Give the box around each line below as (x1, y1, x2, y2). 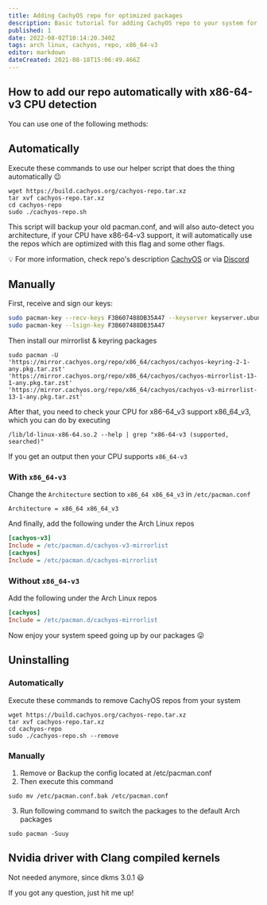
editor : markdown (8, 49, 66, 56)
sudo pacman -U (8, 352, 59, 359)
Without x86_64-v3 (8, 575, 80, 586)
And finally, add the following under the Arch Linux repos (8, 519, 195, 529)
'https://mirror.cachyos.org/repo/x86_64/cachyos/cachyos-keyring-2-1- (8, 359, 250, 367)
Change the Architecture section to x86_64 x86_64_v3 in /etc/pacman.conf (8, 490, 251, 499)
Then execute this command (19, 776, 114, 786)
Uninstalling (8, 654, 70, 667)
